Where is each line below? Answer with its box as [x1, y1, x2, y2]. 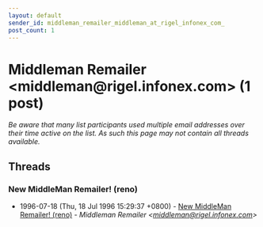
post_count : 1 [8, 26, 55, 34]
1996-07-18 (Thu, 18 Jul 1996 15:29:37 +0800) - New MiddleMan [19, 202, 232, 210]
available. [8, 137, 41, 146]
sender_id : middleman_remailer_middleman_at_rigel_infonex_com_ [8, 19, 225, 27]
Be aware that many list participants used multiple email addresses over [8, 120, 246, 130]
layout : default [8, 11, 62, 20]
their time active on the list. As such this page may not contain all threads [8, 128, 250, 138]
